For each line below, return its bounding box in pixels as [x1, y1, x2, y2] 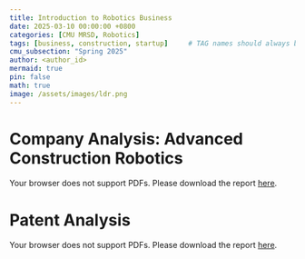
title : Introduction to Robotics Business [9, 13, 172, 23]
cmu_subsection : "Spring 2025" [9, 47, 128, 56]
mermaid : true [9, 65, 64, 74]
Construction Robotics [9, 147, 183, 168]
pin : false [9, 73, 51, 82]
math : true [9, 81, 51, 90]
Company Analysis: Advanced [9, 128, 243, 149]
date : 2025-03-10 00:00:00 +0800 [9, 22, 136, 31]
